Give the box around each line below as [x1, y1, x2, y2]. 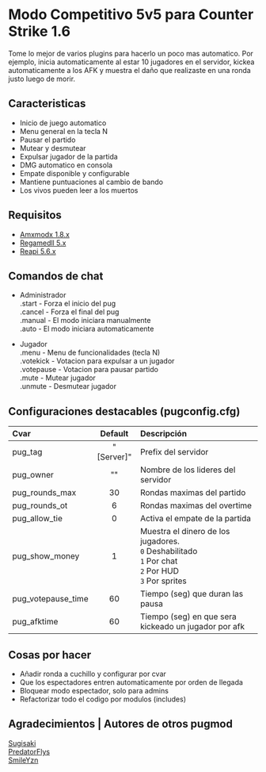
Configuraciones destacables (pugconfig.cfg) [8, 405, 241, 418]
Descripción [139, 428, 188, 440]
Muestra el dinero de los [139, 526, 230, 537]
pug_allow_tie [12, 513, 63, 524]
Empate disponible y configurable [19, 168, 130, 178]
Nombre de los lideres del [139, 464, 236, 475]
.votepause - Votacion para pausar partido [19, 365, 158, 374]
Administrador [19, 290, 66, 300]
